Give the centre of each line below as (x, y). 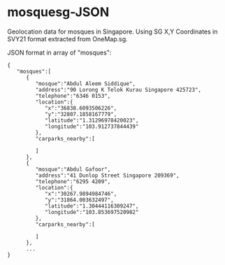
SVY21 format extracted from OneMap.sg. (67, 38)
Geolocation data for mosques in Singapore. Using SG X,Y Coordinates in (112, 31)
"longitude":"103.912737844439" (92, 127)
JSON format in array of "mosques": (59, 52)
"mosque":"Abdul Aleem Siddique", (86, 84)
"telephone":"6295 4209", (73, 181)
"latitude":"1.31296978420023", (92, 120)
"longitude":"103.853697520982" (92, 212)
